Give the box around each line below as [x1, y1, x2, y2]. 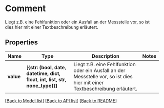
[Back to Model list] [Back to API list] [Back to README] [5, 98, 117, 104]
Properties [5, 38, 38, 47]
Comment [5, 3, 46, 14]
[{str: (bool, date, [26, 64, 66, 71]
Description [91, 53, 120, 59]
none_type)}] [26, 82, 58, 89]
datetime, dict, [26, 70, 61, 77]
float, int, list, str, [26, 76, 67, 83]
